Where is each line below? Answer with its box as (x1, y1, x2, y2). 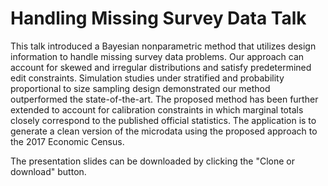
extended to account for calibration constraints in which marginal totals (10, 103, 304, 116)
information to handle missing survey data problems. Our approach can (10, 50, 305, 62)
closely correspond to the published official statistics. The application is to (10, 114, 317, 126)
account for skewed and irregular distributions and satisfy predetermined (10, 61, 312, 73)
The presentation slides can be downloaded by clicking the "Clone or (10, 155, 295, 167)
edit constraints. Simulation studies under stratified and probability (10, 72, 285, 84)
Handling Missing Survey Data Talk (10, 7, 307, 30)
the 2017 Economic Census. (10, 135, 125, 147)
